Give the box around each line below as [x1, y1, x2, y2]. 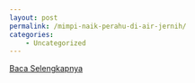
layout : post [9, 13, 58, 23]
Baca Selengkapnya [9, 63, 84, 74]
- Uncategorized [25, 38, 87, 48]
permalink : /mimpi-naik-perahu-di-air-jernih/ [9, 22, 187, 31]
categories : [9, 30, 54, 39]
